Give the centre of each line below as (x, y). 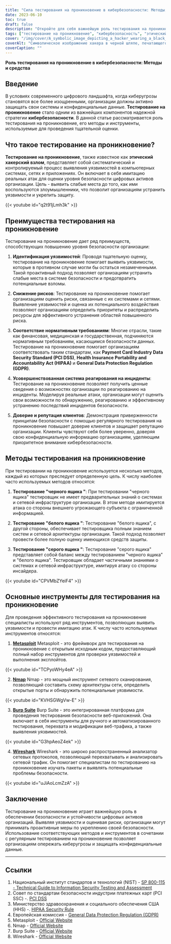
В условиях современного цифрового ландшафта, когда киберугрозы (81, 96)
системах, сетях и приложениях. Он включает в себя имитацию (75, 173)
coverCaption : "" (24, 48)
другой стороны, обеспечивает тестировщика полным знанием (82, 528)
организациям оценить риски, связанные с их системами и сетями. (87, 299)
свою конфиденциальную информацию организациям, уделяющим (86, 437)
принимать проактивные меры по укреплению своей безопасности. (80, 828)
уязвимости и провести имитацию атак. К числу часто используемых (81, 628)
